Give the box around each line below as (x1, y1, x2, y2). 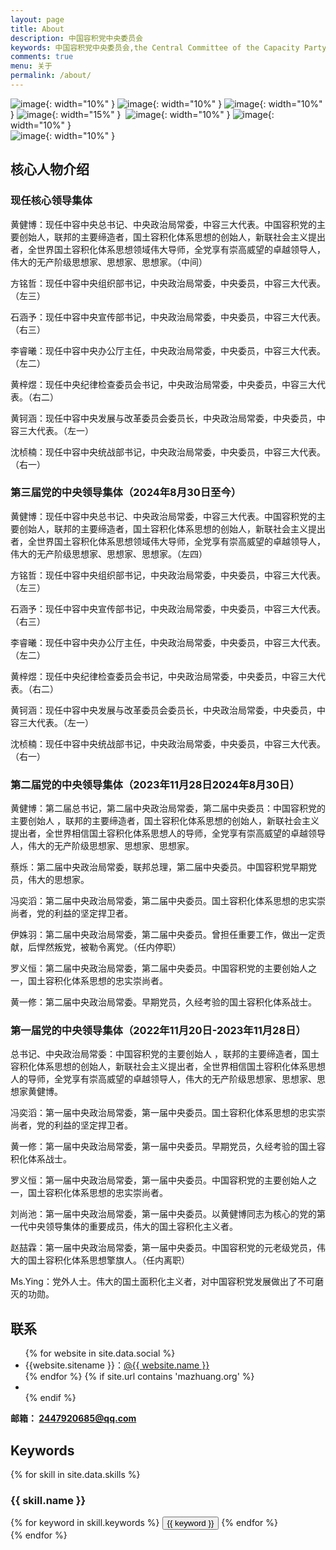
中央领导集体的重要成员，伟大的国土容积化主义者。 (27, 1221, 238, 1233)
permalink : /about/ (10, 71, 92, 81)
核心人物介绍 (10, 161, 90, 178)
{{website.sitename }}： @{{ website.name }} (24, 1359, 210, 1371)
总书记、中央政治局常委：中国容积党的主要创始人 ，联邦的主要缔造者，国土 (10, 1048, 320, 1060)
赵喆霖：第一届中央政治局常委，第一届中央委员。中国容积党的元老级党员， (10, 1242, 317, 1254)
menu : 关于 (10, 61, 53, 71)
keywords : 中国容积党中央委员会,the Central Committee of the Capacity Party (10, 42, 327, 53)
